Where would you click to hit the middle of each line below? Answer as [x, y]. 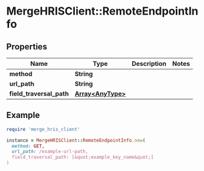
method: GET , [28, 146]
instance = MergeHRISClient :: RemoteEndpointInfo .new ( [76, 140]
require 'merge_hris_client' [43, 129]
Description [149, 64]
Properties [27, 47]
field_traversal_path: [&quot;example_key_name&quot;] [83, 157]
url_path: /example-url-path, [50, 152]
